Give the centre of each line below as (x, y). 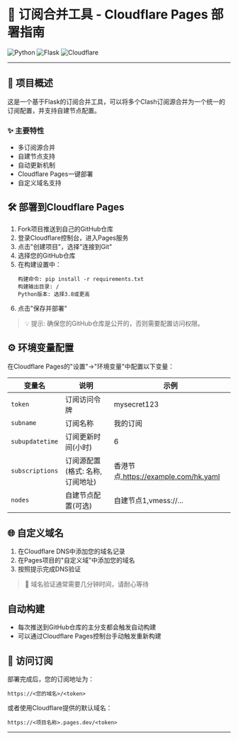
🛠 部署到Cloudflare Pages (66, 208)
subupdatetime (35, 441)
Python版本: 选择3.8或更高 (53, 294)
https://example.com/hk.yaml (171, 476)
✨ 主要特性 (26, 131)
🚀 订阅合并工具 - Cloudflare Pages (108, 15)
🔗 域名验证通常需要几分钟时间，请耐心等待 (86, 584)
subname (24, 423)
